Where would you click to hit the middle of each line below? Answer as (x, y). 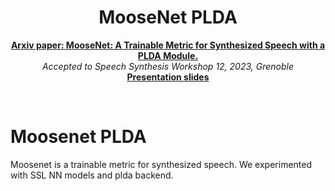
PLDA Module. (168, 55)
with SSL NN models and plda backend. (92, 175)
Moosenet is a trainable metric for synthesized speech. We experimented (161, 164)
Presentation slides (168, 77)
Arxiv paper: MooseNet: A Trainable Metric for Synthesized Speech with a (168, 45)
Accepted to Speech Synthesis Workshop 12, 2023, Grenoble (168, 66)
